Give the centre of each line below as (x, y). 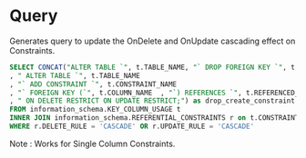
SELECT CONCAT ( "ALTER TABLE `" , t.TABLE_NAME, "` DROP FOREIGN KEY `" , (148, 67)
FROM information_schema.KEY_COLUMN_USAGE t (95, 110)
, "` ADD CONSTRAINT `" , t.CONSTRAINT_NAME (93, 84)
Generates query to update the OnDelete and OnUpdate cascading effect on (153, 41)
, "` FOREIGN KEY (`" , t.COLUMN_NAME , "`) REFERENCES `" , (126, 93)
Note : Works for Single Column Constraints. (92, 143)
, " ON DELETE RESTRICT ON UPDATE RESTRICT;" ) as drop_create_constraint (153, 101)
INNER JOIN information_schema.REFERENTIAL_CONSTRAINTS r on (128, 118)
